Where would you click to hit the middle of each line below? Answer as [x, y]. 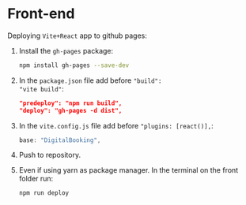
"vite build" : [41, 88]
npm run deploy [44, 193]
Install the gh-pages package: [66, 50]
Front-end [41, 14]
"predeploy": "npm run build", [70, 103]
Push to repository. [49, 155]
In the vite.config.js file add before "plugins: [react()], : [116, 125]
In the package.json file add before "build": [90, 80]
